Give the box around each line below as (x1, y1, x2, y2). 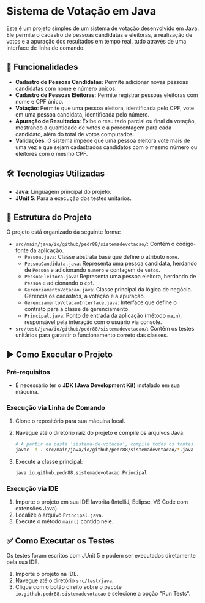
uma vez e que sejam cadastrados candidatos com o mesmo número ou (15, 143, 198, 151)
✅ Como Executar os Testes (6, 536, 115, 546)
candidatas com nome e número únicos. (15, 85, 117, 92)
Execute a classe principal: (15, 458, 83, 466)
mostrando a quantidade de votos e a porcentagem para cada (15, 124, 172, 131)
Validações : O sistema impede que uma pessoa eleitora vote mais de (15, 137, 190, 144)
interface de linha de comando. (6, 44, 85, 52)
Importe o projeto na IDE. (15, 570, 78, 578)
